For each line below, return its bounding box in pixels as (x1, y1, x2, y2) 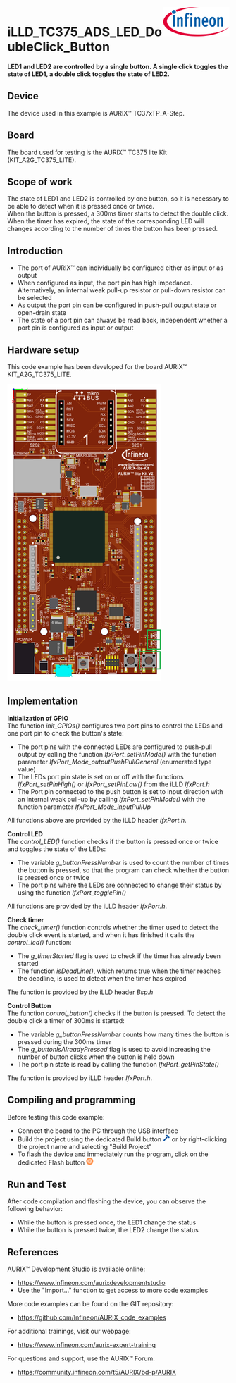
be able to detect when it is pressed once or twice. (7, 202, 155, 211)
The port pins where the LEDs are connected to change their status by (17, 881, 222, 889)
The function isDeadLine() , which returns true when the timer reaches (17, 967, 221, 975)
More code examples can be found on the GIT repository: (7, 1300, 174, 1308)
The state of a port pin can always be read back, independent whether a (17, 316, 228, 325)
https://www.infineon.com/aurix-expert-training (17, 1341, 156, 1349)
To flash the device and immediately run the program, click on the (17, 1150, 209, 1158)
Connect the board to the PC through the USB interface (17, 1127, 178, 1135)
